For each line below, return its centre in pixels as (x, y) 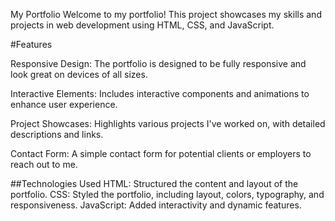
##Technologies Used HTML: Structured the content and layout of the (154, 183)
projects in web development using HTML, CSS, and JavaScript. (142, 25)
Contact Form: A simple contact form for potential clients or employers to (161, 153)
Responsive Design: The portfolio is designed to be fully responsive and (158, 63)
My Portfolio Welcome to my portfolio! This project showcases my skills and (166, 14)
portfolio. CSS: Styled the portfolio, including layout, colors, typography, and (167, 194)
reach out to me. (44, 164)
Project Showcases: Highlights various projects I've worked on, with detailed (168, 123)
